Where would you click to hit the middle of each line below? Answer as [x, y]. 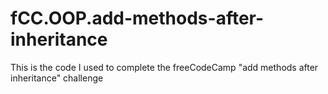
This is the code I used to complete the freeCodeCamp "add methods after [164, 67]
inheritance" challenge [57, 78]
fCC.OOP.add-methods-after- [137, 18]
